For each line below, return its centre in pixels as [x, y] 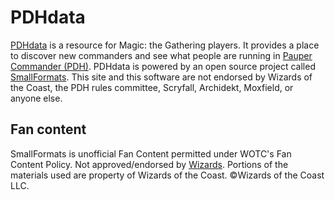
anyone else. [36, 98]
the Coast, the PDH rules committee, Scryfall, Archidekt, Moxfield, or [152, 87]
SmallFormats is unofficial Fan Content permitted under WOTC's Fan [151, 153]
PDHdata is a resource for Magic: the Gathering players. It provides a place [165, 45]
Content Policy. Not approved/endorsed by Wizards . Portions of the [149, 164]
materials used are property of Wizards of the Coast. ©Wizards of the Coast [167, 175]
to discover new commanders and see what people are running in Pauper [161, 55]
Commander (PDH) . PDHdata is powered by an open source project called [163, 66]
